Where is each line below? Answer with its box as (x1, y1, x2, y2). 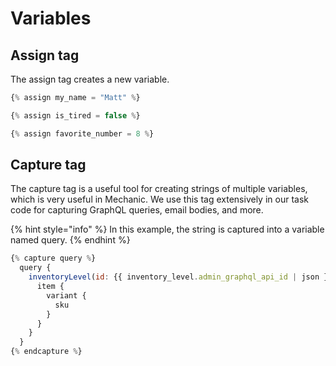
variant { (46, 290, 87, 301)
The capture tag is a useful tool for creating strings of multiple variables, (10, 183, 308, 195)
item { (36, 282, 65, 292)
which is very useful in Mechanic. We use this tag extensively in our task (10, 193, 309, 206)
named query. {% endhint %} (10, 234, 131, 246)
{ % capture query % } (10, 253, 97, 264)
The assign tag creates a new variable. (10, 73, 170, 85)
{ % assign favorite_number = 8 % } (10, 128, 155, 139)
